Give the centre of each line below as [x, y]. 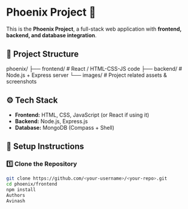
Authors [16, 195]
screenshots [22, 81]
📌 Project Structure [43, 54]
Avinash [16, 201]
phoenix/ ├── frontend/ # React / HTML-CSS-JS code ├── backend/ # [94, 68]
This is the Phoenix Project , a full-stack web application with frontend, [94, 29]
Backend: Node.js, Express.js [51, 121]
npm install [21, 190]
